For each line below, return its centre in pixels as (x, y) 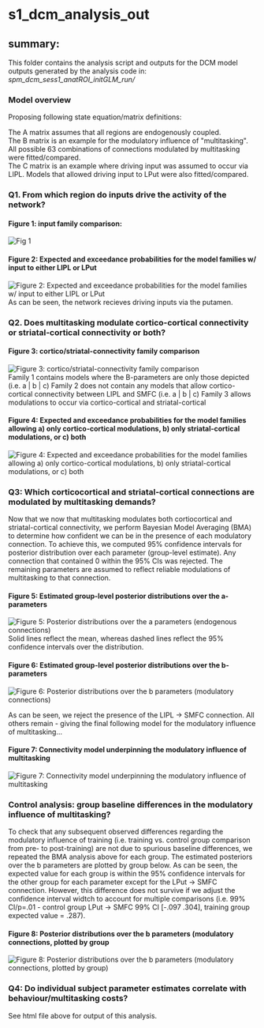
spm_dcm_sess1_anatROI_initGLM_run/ (72, 79)
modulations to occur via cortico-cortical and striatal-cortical (107, 402)
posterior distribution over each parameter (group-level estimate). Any (122, 553)
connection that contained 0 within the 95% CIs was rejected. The (115, 561)
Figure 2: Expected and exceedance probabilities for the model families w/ (132, 259)
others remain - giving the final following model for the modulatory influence (132, 723)
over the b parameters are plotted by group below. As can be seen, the (123, 865)
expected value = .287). (47, 916)
